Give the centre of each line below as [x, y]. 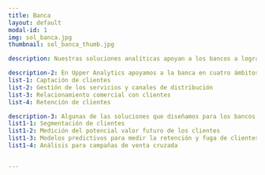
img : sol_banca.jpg [40, 37]
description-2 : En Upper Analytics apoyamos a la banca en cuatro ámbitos [134, 73]
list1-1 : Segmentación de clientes [67, 124]
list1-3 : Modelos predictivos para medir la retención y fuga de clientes [134, 138]
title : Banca [30, 15]
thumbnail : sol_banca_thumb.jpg [61, 45]
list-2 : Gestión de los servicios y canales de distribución [111, 87]
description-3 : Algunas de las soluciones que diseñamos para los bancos [132, 116]
